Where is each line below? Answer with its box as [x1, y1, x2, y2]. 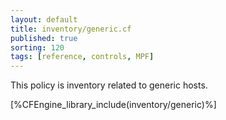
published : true [10, 33, 78, 43]
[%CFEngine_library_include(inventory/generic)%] [10, 99, 217, 111]
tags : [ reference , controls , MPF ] [10, 52, 155, 62]
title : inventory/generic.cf [10, 24, 132, 34]
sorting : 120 [10, 42, 65, 53]
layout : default [10, 14, 78, 25]
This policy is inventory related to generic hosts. [10, 79, 208, 91]
